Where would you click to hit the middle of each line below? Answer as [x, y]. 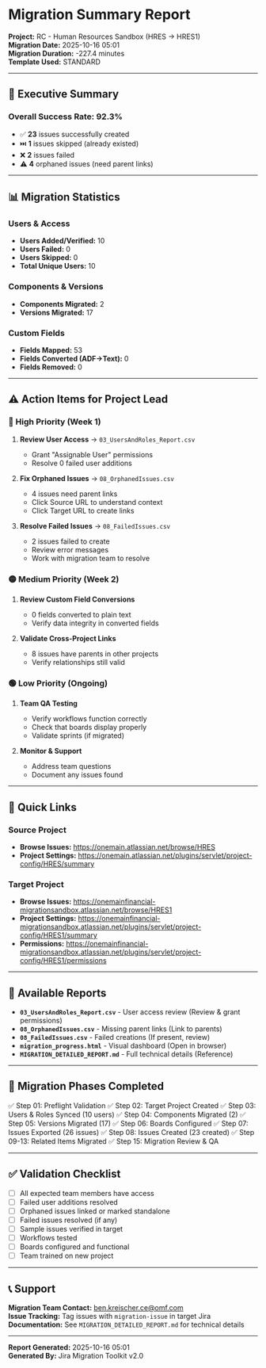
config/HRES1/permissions [63, 961]
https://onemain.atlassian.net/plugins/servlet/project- [165, 855]
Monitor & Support [51, 751]
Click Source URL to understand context [97, 502]
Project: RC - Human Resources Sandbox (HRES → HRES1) [104, 36]
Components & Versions [56, 287]
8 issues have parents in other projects [95, 653]
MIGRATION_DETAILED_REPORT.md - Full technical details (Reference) [126, 1054]
